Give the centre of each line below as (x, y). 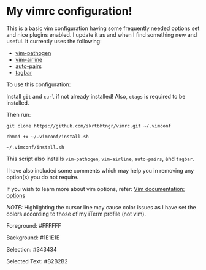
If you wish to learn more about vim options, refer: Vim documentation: (96, 189)
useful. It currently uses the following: (54, 41)
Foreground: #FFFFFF (34, 225)
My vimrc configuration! (69, 11)
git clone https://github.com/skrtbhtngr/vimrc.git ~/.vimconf (89, 126)
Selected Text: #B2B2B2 (37, 261)
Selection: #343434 (32, 249)
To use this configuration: (39, 84)
